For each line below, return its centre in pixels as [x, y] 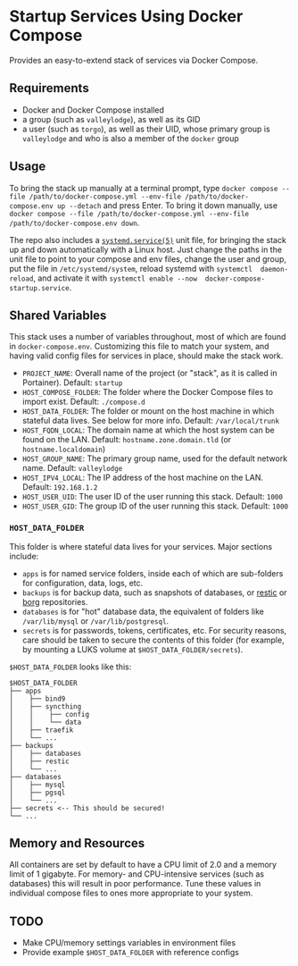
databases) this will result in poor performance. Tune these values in [135, 884]
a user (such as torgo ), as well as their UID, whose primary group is [146, 129]
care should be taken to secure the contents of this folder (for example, [153, 640]
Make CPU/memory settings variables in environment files [129, 943]
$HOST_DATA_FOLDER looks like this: [70, 667]
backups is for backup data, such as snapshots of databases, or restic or [154, 592]
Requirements [49, 88]
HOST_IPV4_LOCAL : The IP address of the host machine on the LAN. [143, 478]
